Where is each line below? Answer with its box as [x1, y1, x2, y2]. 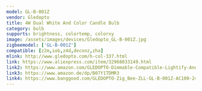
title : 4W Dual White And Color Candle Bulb [6, 20, 120, 26]
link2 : [6, 64, 23, 71]
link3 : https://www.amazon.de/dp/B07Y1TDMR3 [6, 70, 120, 76]
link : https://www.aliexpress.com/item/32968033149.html [6, 59, 152, 65]
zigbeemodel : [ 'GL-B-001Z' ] [6, 43, 77, 48]
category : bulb [6, 25, 44, 32]
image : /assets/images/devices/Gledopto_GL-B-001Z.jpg [6, 37, 147, 43]
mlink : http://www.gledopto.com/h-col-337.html [6, 53, 128, 59]
